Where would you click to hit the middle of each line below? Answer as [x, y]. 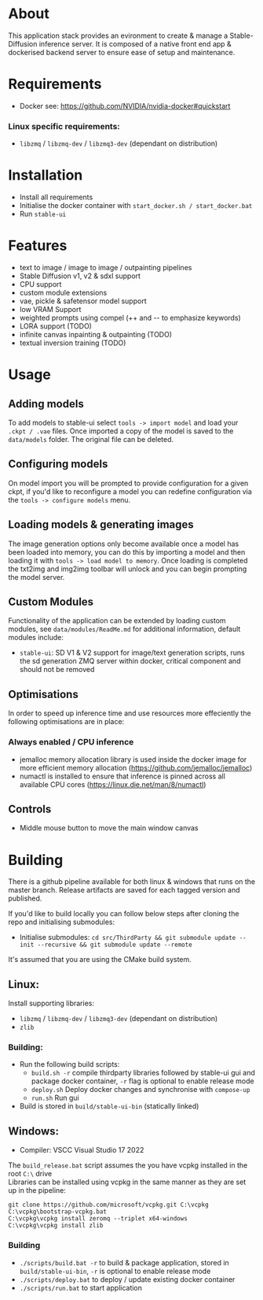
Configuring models [58, 464]
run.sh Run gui [55, 1098]
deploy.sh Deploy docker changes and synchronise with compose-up [141, 1090]
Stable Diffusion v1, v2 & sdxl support [80, 276]
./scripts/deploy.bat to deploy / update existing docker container [127, 1279]
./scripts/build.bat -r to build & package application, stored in [124, 1262]
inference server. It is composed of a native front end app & [135, 43]
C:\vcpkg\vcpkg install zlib [56, 1226]
